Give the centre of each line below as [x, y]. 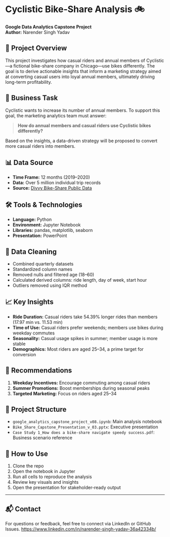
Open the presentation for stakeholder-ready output [67, 488]
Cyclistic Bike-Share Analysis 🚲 [75, 9]
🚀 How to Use [27, 454]
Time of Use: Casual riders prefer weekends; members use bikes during [88, 327]
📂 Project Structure [36, 409]
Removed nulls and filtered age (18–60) [53, 275]
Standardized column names [42, 269]
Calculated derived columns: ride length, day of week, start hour [80, 280]
